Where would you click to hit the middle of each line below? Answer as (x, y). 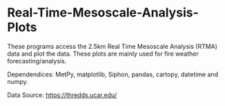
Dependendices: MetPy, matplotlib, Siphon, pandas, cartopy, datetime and (113, 74)
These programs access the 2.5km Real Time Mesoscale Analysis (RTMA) (112, 46)
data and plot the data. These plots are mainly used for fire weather (103, 54)
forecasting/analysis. (37, 61)
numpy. (18, 81)
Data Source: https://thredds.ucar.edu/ (62, 95)
